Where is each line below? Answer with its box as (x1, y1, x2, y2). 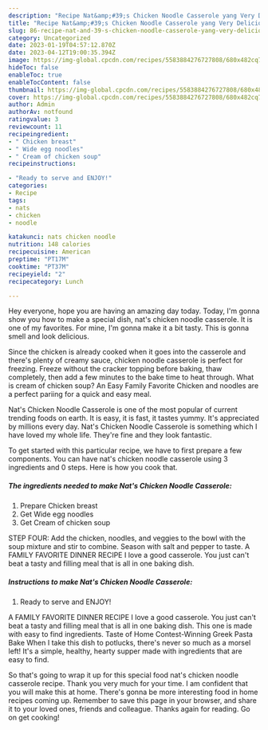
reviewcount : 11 (8, 123, 62, 131)
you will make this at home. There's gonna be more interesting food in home (8, 687, 258, 697)
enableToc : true (8, 71, 62, 79)
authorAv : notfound (8, 108, 73, 116)
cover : (8, 93, 30, 101)
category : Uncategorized (8, 33, 91, 42)
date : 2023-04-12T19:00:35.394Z (8, 49, 116, 57)
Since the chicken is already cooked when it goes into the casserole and (8, 347, 246, 357)
